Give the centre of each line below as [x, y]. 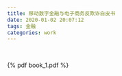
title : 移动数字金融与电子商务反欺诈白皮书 [61, 13]
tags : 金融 [22, 26]
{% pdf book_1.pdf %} [38, 65]
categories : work [32, 33]
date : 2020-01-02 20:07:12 [46, 20]
